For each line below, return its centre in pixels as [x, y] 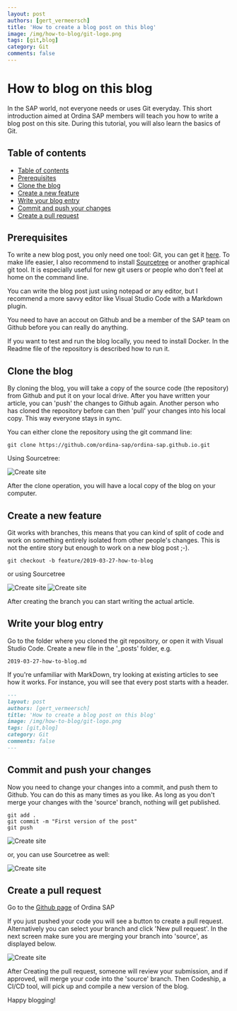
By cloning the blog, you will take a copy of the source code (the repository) [118, 388]
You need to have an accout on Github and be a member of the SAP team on [118, 320]
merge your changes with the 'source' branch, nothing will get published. [114, 802]
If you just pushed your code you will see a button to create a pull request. [116, 921]
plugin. [17, 306]
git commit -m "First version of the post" [73, 821]
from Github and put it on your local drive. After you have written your [109, 396]
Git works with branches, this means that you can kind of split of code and [116, 533]
